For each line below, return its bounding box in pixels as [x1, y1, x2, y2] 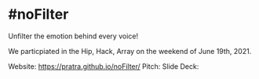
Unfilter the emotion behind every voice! [8, 31, 139, 41]
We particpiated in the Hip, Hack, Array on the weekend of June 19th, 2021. [8, 46, 252, 56]
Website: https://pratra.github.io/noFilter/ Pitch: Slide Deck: [8, 61, 199, 71]
